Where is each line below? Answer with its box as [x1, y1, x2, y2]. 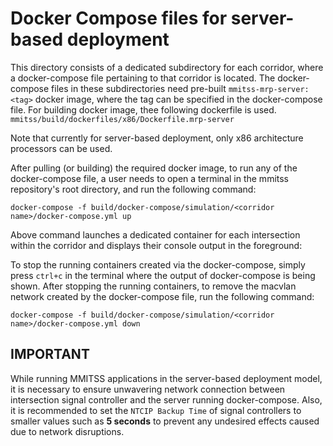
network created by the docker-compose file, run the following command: [10, 290, 315, 302]
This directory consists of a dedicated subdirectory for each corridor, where [10, 61, 324, 73]
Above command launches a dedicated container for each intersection [10, 228, 301, 241]
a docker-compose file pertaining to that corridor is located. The [10, 72, 276, 84]
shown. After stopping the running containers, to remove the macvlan [10, 280, 297, 292]
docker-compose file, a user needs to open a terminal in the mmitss [10, 172, 290, 184]
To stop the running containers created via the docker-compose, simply [10, 258, 306, 271]
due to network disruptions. [10, 425, 125, 437]
